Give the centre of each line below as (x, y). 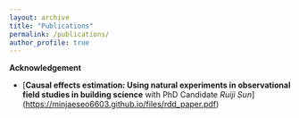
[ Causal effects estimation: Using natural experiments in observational (156, 85)
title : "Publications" (51, 26)
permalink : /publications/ (59, 34)
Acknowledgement (46, 68)
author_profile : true (50, 42)
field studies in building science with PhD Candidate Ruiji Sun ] (138, 95)
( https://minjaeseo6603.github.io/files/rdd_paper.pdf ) (120, 105)
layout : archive (39, 17)
